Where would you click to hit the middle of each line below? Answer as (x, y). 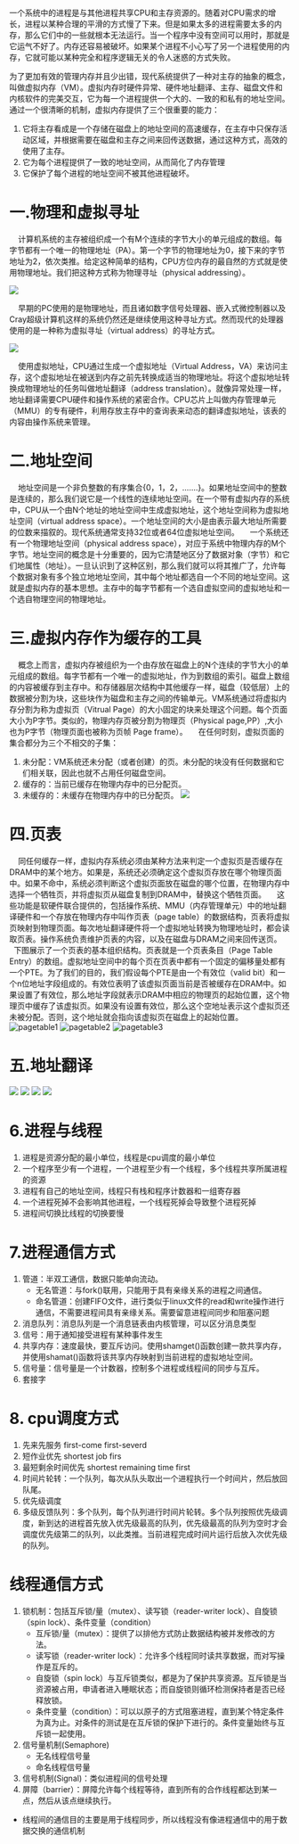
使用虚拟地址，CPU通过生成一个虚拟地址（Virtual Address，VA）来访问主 (153, 366)
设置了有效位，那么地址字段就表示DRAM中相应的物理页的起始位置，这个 (149, 994)
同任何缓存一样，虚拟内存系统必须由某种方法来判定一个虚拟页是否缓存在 (150, 860)
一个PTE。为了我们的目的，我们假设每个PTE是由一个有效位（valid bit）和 (144, 972)
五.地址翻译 (51, 1066)
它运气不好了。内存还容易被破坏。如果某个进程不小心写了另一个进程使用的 (145, 46)
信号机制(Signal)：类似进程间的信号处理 (95, 1778)
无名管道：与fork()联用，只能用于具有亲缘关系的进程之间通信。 (151, 1289)
